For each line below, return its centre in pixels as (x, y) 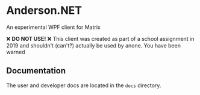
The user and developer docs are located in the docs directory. (84, 85)
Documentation (36, 71)
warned (16, 52)
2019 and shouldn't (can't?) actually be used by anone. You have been (93, 45)
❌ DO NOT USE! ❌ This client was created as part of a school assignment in (100, 38)
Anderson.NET (44, 11)
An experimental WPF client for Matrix (53, 27)
